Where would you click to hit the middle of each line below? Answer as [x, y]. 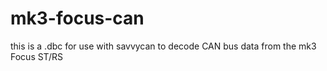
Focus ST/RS [36, 56]
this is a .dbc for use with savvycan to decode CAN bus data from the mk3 [163, 46]
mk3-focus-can [77, 18]
